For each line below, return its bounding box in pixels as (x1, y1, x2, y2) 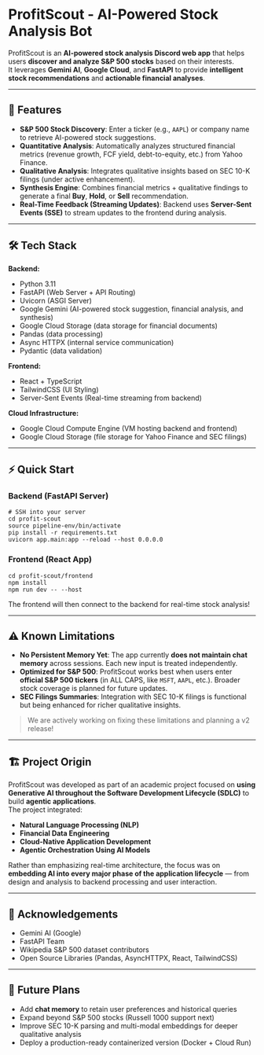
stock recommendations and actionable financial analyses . (8, 73, 206, 83)
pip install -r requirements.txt (8, 529, 118, 537)
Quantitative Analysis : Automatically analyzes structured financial (19, 141, 236, 150)
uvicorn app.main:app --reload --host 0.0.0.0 (8, 536, 163, 544)
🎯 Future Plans (8, 983, 81, 997)
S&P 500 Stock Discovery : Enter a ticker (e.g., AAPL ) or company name (19, 124, 250, 134)
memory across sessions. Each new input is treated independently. (19, 659, 238, 668)
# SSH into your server (8, 509, 86, 516)
